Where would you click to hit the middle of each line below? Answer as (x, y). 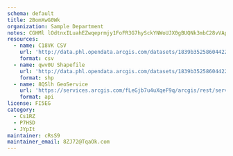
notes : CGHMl (26, 33)
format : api (37, 97)
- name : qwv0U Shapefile (49, 65)
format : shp (37, 78)
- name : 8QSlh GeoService (51, 84)
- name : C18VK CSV (40, 46)
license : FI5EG (29, 104)
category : (21, 110)
